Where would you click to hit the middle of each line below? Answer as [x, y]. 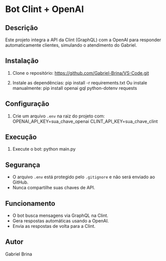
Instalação [22, 61]
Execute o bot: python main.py [44, 149]
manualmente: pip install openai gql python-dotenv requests [75, 88]
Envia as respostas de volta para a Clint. [54, 226]
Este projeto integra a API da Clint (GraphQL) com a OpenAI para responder [83, 40]
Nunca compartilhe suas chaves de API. [54, 188]
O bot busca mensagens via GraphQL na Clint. [60, 216]
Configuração [27, 104]
